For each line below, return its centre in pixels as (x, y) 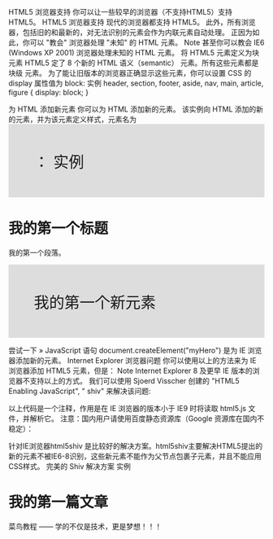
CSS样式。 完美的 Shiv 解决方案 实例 (70, 466)
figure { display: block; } (49, 92)
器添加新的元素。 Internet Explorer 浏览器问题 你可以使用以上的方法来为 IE (132, 360)
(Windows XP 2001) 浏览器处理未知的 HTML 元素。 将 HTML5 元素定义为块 (134, 53)
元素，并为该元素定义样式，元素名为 (76, 119)
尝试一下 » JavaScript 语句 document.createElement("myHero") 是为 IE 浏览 (135, 350)
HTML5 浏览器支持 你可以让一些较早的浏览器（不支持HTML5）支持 (121, 12)
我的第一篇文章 (58, 502)
